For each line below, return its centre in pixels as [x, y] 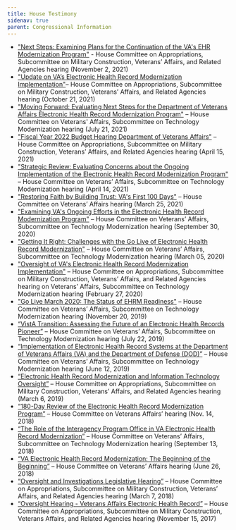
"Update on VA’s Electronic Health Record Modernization [100, 77]
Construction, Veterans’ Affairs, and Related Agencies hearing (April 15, [121, 152]
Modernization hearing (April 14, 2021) [73, 189]
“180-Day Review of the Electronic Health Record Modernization [111, 407]
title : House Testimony [42, 14]
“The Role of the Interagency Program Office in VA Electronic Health [116, 429]
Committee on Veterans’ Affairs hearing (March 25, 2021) [100, 204]
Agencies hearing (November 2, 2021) [73, 69]
